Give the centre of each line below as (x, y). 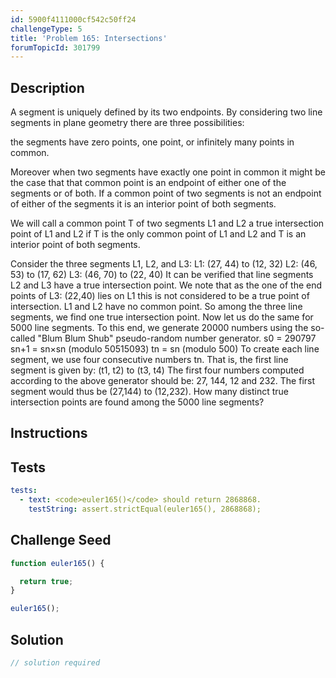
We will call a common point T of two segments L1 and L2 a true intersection (167, 223)
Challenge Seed (61, 540)
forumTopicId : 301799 (55, 47)
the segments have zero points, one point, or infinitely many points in (152, 142)
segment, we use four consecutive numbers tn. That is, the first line (149, 360)
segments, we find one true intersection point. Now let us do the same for (162, 317)
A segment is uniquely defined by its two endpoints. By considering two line (166, 112)
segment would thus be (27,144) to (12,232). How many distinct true (150, 392)
